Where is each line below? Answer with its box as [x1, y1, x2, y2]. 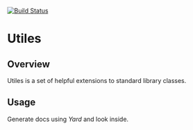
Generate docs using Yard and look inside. [7, 115, 129, 123]
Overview [7, 58, 51, 70]
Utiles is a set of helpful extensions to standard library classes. [7, 77, 187, 84]
